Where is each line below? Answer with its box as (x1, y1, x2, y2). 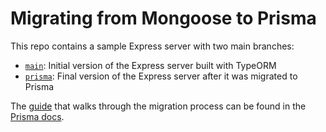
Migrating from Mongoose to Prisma (10, 7, 317, 30)
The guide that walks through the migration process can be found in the (10, 100, 307, 112)
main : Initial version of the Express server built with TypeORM (24, 59, 277, 71)
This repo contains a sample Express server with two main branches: (10, 40, 295, 52)
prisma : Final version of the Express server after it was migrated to (24, 70, 298, 82)
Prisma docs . (10, 110, 65, 122)
